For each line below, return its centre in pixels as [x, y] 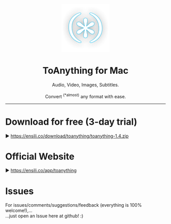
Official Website [40, 156]
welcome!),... [19, 211]
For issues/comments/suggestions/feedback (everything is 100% [74, 205]
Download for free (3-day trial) [71, 122]
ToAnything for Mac [85, 71]
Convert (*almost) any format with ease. [85, 96]
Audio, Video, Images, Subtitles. [85, 85]
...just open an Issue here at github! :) [44, 216]
